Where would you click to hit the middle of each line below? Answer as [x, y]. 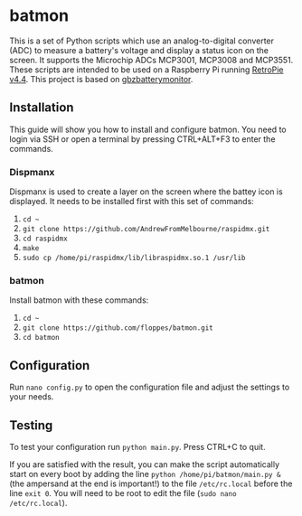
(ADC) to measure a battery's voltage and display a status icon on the [139, 50]
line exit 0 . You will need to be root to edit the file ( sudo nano [123, 493]
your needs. [32, 397]
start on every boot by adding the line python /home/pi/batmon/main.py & [145, 474]
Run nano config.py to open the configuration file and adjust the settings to [150, 387]
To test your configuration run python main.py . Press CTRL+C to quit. [137, 446]
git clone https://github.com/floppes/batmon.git [118, 328]
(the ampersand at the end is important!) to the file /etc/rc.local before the [151, 483]
